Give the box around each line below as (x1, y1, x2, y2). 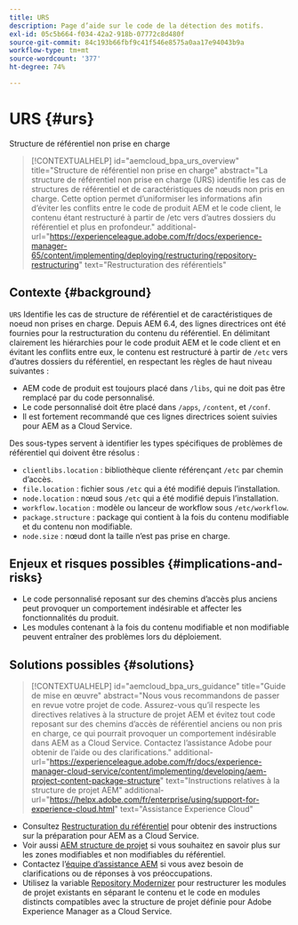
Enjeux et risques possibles (9, 557, 165, 572)
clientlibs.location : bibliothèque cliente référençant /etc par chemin (21, 464, 284, 475)
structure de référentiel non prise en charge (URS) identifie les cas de (30, 174, 286, 185)
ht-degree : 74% (9, 63, 66, 72)
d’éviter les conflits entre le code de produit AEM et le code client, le (30, 202, 282, 213)
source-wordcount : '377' (9, 54, 101, 63)
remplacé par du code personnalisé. (21, 392, 156, 403)
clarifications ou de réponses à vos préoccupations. (21, 868, 213, 879)
